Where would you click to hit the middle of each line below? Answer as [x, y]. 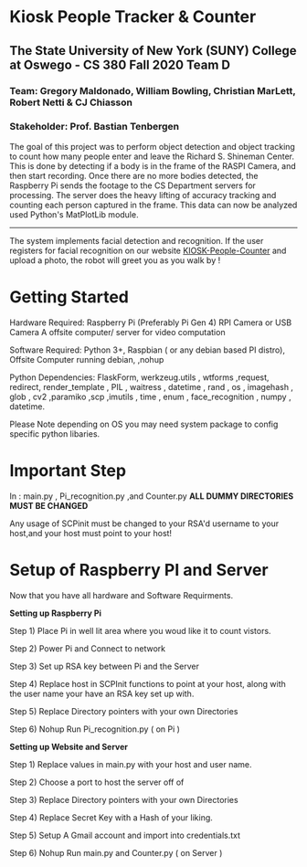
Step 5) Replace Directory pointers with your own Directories [124, 711]
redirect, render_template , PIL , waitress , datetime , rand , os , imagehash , [152, 386]
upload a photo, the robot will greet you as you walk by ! [115, 260]
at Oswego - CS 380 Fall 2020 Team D [120, 64]
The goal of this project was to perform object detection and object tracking [152, 146]
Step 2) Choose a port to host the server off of [97, 782]
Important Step [68, 470]
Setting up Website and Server [69, 746]
